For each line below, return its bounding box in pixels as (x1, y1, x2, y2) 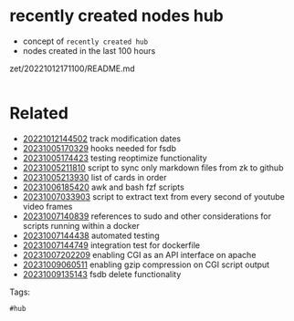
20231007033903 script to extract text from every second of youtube (22, 191, 285, 202)
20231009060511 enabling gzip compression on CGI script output (22, 259, 270, 270)
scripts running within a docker (22, 220, 140, 231)
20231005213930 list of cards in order (22, 171, 167, 182)
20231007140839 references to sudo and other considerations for (22, 211, 272, 222)
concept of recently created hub (22, 36, 149, 47)
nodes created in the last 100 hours (22, 45, 156, 56)
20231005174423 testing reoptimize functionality (22, 152, 207, 163)
